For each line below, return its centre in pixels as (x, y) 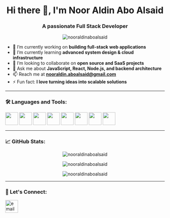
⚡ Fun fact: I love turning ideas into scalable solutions (70, 82)
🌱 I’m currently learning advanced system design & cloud (73, 52)
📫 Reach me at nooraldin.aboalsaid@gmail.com (64, 74)
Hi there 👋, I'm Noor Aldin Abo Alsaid (85, 10)
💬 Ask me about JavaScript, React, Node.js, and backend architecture (87, 68)
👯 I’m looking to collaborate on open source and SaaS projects (78, 63)
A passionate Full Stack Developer (85, 26)
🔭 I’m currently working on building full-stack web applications (79, 47)
